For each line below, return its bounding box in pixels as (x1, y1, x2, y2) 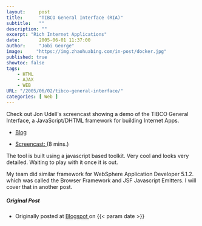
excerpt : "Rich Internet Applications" (6, 32, 107, 38)
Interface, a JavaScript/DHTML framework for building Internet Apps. (6, 117, 180, 124)
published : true (6, 54, 47, 60)
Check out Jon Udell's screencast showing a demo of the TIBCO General (6, 110, 189, 117)
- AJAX (17, 77, 34, 83)
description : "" (6, 26, 47, 32)
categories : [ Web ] (6, 94, 59, 100)
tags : (6, 65, 20, 72)
